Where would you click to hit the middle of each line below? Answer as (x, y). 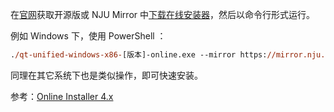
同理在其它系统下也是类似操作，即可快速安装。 (106, 75)
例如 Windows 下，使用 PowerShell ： (88, 36)
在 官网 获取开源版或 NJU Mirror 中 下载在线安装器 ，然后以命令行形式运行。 (162, 14)
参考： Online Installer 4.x (62, 96)
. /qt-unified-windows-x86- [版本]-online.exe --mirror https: (139, 55)
